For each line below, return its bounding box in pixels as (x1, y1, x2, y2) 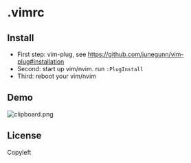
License (7, 130, 42, 142)
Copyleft (7, 148, 32, 156)
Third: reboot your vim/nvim (16, 72, 96, 80)
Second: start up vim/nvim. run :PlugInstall (16, 65, 144, 73)
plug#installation (16, 58, 65, 66)
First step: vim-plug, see (16, 50, 87, 58)
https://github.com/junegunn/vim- (87, 50, 184, 58)
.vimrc (7, 5, 45, 21)
